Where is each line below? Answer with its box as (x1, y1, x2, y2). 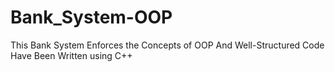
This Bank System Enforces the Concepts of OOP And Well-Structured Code (10, 39, 325, 51)
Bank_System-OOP (10, 6, 173, 29)
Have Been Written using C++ (10, 49, 133, 61)
